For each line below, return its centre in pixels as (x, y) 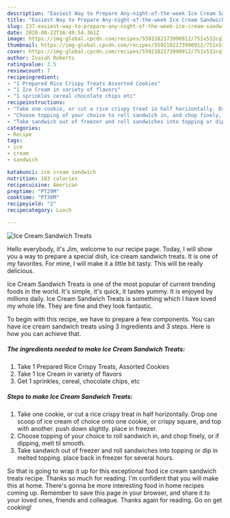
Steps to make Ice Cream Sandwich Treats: (70, 397)
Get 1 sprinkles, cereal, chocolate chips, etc (78, 381)
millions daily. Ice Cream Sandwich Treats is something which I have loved (112, 298)
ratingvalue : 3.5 (32, 64)
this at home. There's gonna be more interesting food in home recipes (105, 485)
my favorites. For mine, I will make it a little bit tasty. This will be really (105, 263)
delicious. (21, 270)
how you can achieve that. (44, 333)
